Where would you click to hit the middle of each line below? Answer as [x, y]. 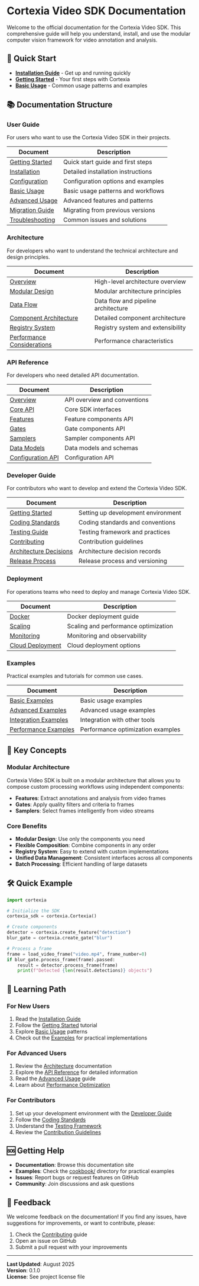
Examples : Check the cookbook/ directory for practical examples [95, 1171]
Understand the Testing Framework [58, 1126]
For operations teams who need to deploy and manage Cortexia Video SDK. [99, 591]
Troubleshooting [32, 220]
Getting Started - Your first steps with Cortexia [73, 79]
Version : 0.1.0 [24, 1271]
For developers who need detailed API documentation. [73, 375]
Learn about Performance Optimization [63, 1085]
